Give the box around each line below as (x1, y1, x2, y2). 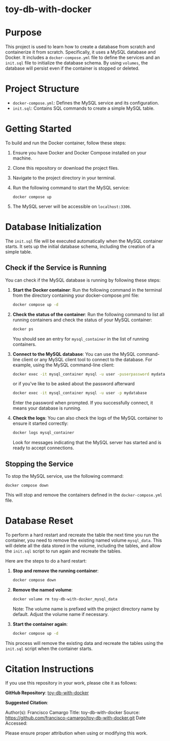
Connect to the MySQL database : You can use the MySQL (12, 351, 136, 357)
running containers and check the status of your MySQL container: (12, 317, 152, 323)
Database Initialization (5, 221, 102, 233)
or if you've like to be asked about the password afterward (12, 381, 135, 387)
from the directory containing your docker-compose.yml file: (12, 292, 140, 298)
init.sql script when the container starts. (5, 645, 93, 652)
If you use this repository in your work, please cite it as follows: (5, 680, 137, 686)
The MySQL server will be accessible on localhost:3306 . (12, 203, 131, 209)
